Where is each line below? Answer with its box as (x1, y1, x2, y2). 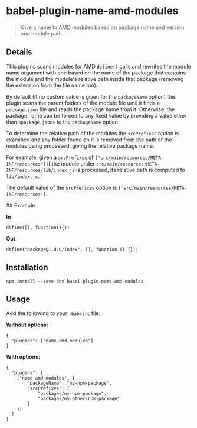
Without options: (6, 321, 49, 329)
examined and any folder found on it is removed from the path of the (6, 136, 172, 143)
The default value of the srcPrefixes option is (6, 184, 117, 191)
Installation (6, 262, 48, 273)
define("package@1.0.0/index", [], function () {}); (6, 247, 139, 252)
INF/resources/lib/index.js (6, 167, 75, 173)
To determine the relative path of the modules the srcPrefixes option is (6, 129, 179, 137)
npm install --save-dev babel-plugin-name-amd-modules (6, 278, 144, 284)
